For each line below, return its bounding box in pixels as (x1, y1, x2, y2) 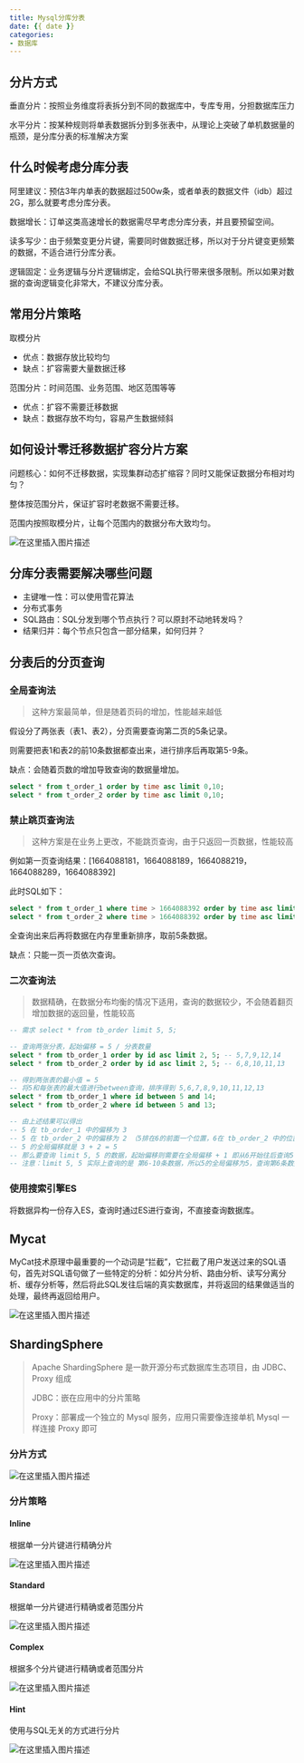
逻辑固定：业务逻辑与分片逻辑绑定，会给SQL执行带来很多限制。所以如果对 (9, 266, 287, 276)
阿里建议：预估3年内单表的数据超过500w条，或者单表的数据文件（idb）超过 (9, 185, 293, 196)
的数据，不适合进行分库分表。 (9, 247, 120, 257)
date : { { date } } (9, 22, 75, 31)
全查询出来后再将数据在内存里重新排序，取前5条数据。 (9, 930, 213, 941)
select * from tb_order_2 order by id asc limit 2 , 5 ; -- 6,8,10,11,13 (9, 1059, 285, 1068)
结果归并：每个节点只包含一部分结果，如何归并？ (22, 625, 205, 636)
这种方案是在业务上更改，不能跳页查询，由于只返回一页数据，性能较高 (31, 836, 294, 848)
